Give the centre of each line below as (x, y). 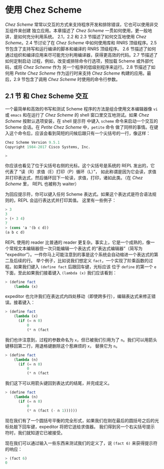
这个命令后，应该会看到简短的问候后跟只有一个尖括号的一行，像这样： (80, 133)
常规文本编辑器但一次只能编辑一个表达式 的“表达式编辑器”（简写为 (76, 248)
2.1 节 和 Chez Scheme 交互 (47, 96)
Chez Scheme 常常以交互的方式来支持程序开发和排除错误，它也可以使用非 (80, 24)
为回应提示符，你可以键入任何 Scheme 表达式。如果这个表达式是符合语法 (79, 194)
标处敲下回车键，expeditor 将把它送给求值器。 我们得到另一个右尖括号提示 (80, 427)
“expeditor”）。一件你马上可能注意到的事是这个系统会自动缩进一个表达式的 (80, 254)
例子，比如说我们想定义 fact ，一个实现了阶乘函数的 (97, 260)
